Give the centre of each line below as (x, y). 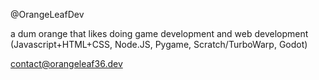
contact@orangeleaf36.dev (66, 63)
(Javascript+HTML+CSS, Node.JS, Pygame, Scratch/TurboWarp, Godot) (159, 44)
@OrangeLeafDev (47, 14)
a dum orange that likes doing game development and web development (159, 33)
